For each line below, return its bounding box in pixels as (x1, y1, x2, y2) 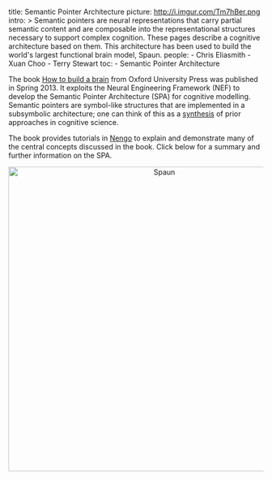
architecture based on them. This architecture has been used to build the (8, 41, 252, 51)
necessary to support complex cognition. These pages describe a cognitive (8, 32, 261, 42)
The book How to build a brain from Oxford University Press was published (8, 75, 259, 84)
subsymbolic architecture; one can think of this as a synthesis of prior (8, 109, 241, 119)
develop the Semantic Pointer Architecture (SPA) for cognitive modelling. (8, 92, 251, 101)
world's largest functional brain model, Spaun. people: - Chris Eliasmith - (8, 50, 251, 59)
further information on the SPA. (8, 150, 113, 160)
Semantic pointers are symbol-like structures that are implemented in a (8, 101, 245, 110)
